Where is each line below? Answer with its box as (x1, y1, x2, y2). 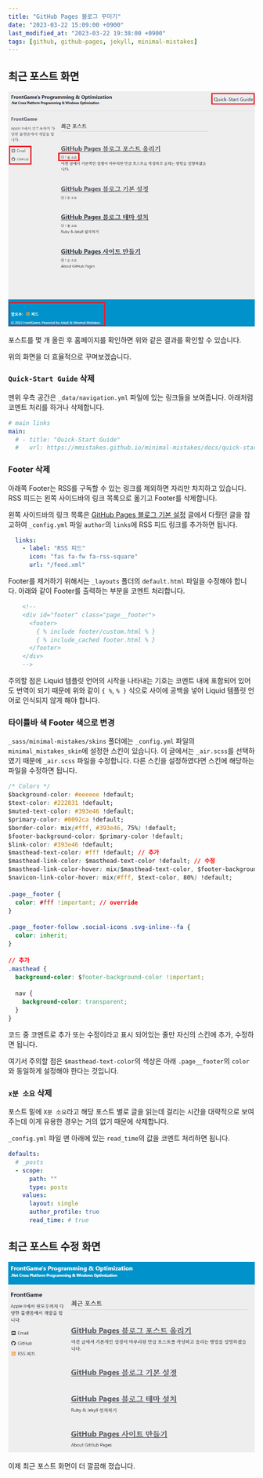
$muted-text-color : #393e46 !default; (8, 807, 135, 816)
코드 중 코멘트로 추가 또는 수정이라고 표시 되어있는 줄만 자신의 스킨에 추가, (8, 1030, 233, 1039)
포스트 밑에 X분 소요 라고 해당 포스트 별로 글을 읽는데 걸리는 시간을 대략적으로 (8, 1107, 240, 1117)
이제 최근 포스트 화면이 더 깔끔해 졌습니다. (8, 1461, 135, 1470)
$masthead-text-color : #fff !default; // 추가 (8, 849, 160, 857)
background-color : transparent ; (22, 998, 128, 1006)
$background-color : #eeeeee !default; (8, 791, 135, 799)
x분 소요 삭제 (8, 1088, 52, 1099)
